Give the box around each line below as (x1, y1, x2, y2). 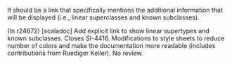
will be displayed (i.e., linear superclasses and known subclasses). (7, 13, 200, 22)
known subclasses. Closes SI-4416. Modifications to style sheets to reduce (7, 34, 225, 42)
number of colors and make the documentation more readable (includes (7, 42, 216, 49)
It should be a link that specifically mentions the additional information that (7, 6, 223, 14)
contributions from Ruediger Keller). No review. (7, 49, 143, 57)
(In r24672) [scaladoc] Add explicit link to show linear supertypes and (7, 27, 210, 35)
